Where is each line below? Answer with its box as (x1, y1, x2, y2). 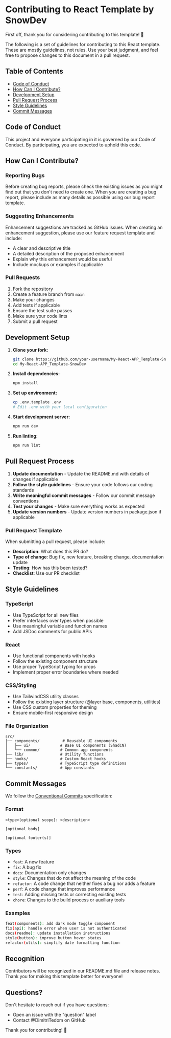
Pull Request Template (5, 527, 62, 534)
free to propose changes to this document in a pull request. (5, 52, 130, 58)
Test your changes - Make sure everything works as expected (12, 503, 145, 509)
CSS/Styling (5, 682, 37, 689)
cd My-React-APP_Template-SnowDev (12, 361, 86, 366)
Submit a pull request (12, 318, 58, 325)
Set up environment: (12, 390, 57, 396)
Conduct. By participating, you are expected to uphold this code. (5, 142, 141, 148)
